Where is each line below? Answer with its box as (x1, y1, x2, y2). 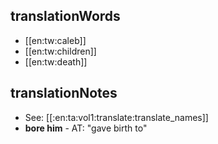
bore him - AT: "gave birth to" (24, 122, 148, 134)
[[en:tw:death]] (24, 55, 88, 68)
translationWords (10, 8, 121, 25)
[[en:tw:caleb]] (24, 34, 87, 46)
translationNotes (10, 85, 118, 102)
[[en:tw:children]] (24, 45, 97, 57)
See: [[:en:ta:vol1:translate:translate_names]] (24, 111, 209, 123)
